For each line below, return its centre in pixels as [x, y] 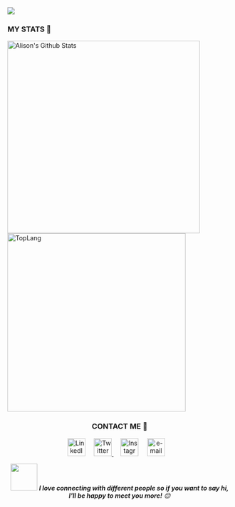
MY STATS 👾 [30, 29]
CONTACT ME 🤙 [120, 426]
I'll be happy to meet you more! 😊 [120, 496]
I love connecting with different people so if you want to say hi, [134, 488]
